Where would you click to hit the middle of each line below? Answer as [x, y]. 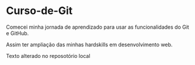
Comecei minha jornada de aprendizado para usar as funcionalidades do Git [98, 27]
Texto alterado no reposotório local [48, 56]
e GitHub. [18, 33]
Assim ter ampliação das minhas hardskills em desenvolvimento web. [89, 45]
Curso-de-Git [39, 11]
